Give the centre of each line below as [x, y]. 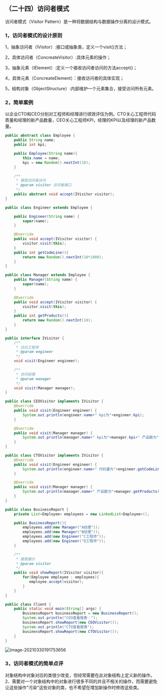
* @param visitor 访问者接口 [44, 185]
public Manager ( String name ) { [46, 280]
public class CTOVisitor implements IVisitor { [54, 456]
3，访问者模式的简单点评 [34, 664]
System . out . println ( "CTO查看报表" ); [58, 627]
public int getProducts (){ [41, 316]
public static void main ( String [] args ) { [58, 609]
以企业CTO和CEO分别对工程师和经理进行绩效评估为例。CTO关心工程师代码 [81, 114]
